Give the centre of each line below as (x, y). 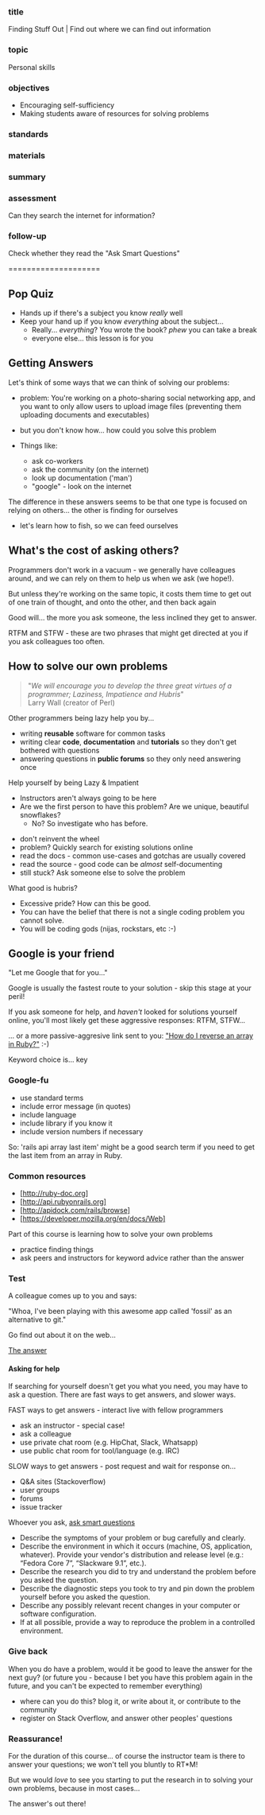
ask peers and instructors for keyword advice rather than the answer (132, 1257)
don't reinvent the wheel (60, 838)
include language (48, 1114)
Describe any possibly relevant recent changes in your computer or (130, 1606)
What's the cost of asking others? (94, 551)
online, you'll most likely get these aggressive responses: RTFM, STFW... (127, 1020)
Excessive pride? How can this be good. (85, 903)
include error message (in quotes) (75, 1106)
